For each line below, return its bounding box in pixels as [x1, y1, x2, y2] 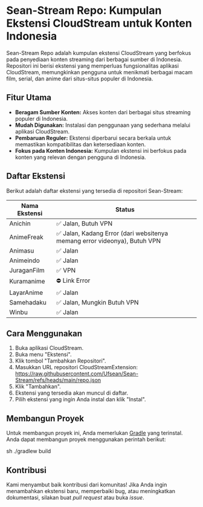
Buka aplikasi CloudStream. [14, 344, 84, 352]
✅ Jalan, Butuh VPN [56, 219, 113, 227]
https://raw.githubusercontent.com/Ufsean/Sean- [14, 370, 139, 378]
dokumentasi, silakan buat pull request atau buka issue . [6, 494, 144, 501]
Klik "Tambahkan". [14, 383, 62, 390]
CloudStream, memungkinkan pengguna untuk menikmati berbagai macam [6, 68, 193, 76]
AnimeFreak [9, 233, 43, 241]
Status [115, 205, 135, 213]
